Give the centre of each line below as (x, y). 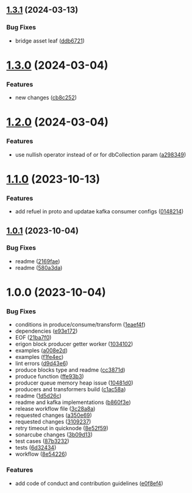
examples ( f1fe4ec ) (39, 357)
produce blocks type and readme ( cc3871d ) (70, 370)
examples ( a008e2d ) (41, 350)
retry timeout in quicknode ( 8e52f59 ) (62, 428)
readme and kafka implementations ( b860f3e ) (73, 402)
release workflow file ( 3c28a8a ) (55, 409)
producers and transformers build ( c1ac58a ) (70, 389)
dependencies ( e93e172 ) (46, 331)
